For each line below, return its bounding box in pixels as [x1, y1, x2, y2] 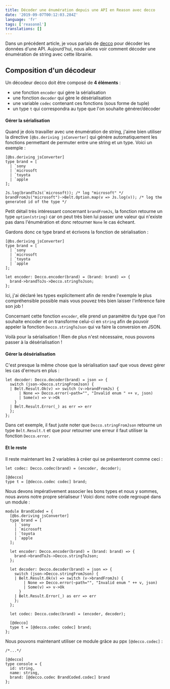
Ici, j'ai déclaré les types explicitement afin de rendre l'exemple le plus [5, 293, 152, 299]
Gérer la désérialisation [5, 351, 56, 357]
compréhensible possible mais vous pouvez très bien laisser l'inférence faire [5, 298, 165, 304]
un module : [5, 499, 30, 505]
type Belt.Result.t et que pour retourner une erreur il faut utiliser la [5, 428, 148, 434]
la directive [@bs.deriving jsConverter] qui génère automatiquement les [5, 134, 157, 140]
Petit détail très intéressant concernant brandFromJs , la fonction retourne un [5, 208, 163, 215]
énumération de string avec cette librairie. [5, 51, 93, 58]
